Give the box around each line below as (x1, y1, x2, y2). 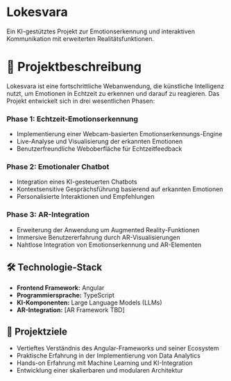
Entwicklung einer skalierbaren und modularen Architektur (16, 366, 183, 375)
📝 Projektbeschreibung (6, 59, 142, 75)
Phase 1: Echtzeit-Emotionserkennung (6, 114, 139, 124)
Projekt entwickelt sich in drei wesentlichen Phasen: (6, 97, 155, 105)
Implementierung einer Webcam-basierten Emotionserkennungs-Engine (16, 130, 223, 138)
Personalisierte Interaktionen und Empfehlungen (16, 193, 155, 201)
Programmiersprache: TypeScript (16, 291, 115, 299)
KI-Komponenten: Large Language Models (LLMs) (16, 298, 162, 307)
